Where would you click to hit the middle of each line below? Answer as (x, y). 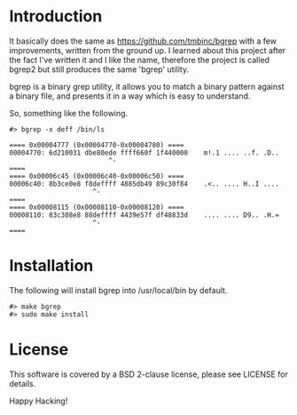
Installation (51, 266)
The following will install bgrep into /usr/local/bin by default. (118, 290)
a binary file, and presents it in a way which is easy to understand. (130, 96)
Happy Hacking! (39, 401)
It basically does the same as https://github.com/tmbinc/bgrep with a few (143, 41)
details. (23, 383)
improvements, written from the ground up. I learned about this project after (148, 50)
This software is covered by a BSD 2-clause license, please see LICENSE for (148, 374)
